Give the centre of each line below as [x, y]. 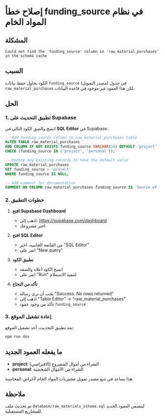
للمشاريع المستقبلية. [24, 411]
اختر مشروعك [32, 226]
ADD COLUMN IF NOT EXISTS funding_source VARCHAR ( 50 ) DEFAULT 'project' [81, 147]
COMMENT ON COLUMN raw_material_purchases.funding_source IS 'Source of [81, 188]
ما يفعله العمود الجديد [34, 352]
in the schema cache [26, 56]
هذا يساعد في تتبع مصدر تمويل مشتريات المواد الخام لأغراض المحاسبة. [69, 379]
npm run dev [17, 337]
